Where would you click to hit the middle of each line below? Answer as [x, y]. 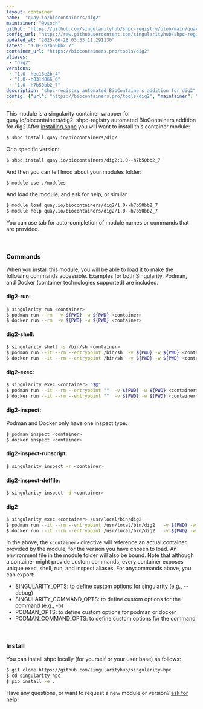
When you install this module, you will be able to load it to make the [90, 269]
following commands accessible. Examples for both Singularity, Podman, [97, 276]
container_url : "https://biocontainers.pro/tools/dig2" [78, 51]
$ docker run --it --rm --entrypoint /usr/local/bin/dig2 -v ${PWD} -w [101, 530]
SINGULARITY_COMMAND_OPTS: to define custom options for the [98, 599]
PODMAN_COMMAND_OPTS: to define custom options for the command [105, 618]
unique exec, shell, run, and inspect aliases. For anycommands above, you [99, 568]
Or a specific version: [33, 149]
